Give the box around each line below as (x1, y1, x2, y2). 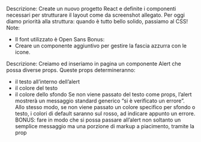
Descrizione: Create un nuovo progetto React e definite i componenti (6, 5, 176, 12)
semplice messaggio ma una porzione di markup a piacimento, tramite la (14, 123, 195, 129)
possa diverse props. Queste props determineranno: (6, 67, 136, 74)
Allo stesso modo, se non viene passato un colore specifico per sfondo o (14, 104, 196, 110)
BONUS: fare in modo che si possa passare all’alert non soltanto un (14, 116, 181, 123)
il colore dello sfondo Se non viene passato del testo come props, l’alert (14, 91, 192, 98)
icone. (14, 49, 31, 56)
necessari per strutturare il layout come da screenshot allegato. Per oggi (6, 11, 185, 19)
